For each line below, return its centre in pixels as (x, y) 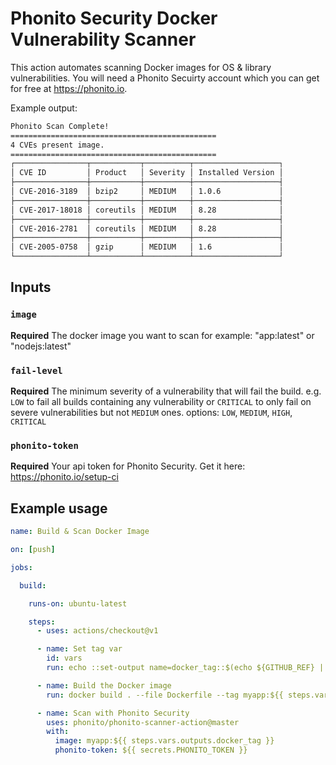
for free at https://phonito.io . (69, 88)
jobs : (21, 567)
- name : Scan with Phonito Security (113, 713)
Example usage (59, 508)
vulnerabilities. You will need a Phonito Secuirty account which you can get (165, 78)
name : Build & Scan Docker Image (80, 532)
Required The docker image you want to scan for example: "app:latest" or (162, 335)
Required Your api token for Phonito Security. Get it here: (128, 466)
